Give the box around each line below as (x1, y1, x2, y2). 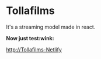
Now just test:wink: (6, 34, 54, 41)
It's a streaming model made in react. (6, 23, 96, 30)
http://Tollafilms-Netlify (6, 46, 62, 53)
